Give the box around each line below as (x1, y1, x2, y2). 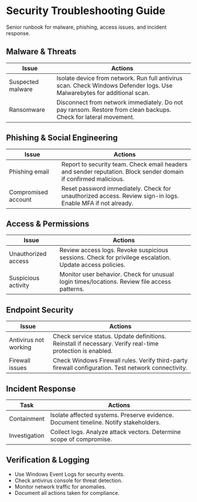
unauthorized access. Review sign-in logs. (61, 192, 179, 200)
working (9, 343, 32, 351)
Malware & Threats (6, 47, 77, 57)
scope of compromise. (50, 435, 113, 443)
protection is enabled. (52, 347, 113, 355)
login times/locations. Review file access (59, 277, 171, 286)
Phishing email (9, 167, 49, 175)
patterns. (59, 285, 84, 293)
